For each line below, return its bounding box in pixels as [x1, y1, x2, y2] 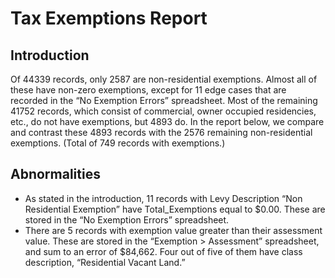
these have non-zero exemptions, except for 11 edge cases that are [10, 84, 287, 96]
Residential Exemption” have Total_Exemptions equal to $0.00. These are [24, 203, 326, 215]
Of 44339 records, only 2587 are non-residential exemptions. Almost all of [10, 73, 318, 85]
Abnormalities [10, 166, 101, 183]
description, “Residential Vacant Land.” [24, 256, 186, 268]
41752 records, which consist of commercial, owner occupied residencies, [10, 105, 317, 117]
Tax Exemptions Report [10, 7, 208, 30]
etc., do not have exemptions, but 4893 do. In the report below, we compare [10, 116, 325, 127]
